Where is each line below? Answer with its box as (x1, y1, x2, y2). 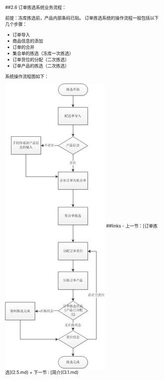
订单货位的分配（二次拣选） (12, 57, 70, 62)
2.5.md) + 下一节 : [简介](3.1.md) (12, 370, 79, 375)
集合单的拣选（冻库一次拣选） (12, 50, 74, 56)
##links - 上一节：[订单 (106, 223, 154, 229)
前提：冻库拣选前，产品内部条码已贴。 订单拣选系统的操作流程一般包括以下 (5, 15, 159, 21)
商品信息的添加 (12, 38, 43, 44)
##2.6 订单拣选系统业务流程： (5, 4, 67, 10)
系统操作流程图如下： (5, 74, 49, 79)
